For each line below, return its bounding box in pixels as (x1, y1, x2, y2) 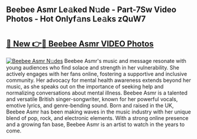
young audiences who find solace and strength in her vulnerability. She (6, 64, 179, 71)
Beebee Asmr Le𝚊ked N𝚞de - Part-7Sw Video (6, 5, 176, 15)
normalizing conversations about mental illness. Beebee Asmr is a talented (6, 89, 188, 96)
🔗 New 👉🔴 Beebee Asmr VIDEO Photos (6, 39, 154, 49)
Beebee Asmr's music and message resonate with (64, 58, 186, 64)
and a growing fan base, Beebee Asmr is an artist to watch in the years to (6, 121, 185, 128)
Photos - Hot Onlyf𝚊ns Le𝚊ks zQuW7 (6, 14, 146, 24)
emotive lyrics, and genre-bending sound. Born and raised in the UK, (6, 102, 174, 109)
